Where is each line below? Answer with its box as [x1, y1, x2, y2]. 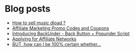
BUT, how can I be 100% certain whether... [12, 41, 102, 47]
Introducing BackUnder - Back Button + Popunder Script [12, 30, 130, 36]
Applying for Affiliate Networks [12, 36, 77, 42]
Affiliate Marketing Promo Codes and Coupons [12, 25, 109, 31]
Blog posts [5, 3, 51, 15]
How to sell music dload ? [12, 20, 66, 26]
